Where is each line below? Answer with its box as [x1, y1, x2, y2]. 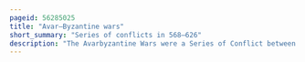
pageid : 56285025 [9, 13, 76, 23]
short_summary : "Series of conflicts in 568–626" [9, 30, 203, 39]
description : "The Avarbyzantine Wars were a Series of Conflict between [9, 38, 297, 48]
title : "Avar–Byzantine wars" [9, 22, 125, 31]
